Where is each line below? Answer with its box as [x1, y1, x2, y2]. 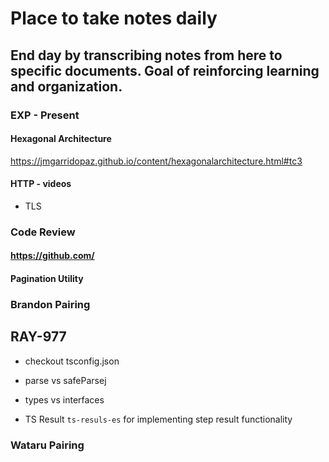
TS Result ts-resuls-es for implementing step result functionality [24, 413, 293, 425]
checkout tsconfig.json [24, 355, 120, 367]
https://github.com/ [10, 250, 95, 262]
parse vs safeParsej [24, 374, 107, 386]
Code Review [10, 225, 76, 239]
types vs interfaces [24, 393, 105, 406]
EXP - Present [10, 108, 80, 122]
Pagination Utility [10, 273, 84, 285]
